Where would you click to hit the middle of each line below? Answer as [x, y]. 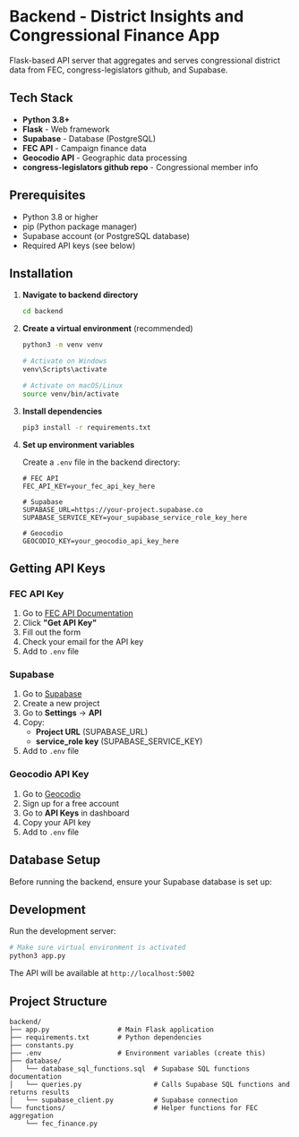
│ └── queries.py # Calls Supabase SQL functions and [150, 1084]
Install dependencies [62, 411]
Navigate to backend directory [80, 295]
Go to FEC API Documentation [78, 613]
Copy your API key [56, 822]
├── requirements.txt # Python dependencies [106, 1037]
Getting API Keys [57, 568]
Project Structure [58, 1001]
